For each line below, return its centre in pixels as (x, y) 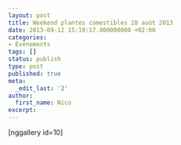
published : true (34, 74)
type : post (26, 67)
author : (21, 96)
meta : (17, 81)
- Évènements (29, 45)
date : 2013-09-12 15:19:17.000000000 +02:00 (82, 30)
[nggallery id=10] (36, 132)
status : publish (34, 60)
